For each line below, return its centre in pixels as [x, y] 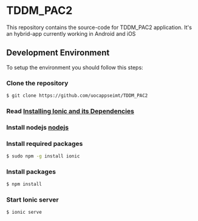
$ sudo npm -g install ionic [43, 156]
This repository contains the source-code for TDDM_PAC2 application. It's [99, 27]
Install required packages [45, 143]
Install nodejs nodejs [37, 127]
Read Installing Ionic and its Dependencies [70, 111]
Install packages [31, 171]
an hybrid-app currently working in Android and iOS [71, 33]
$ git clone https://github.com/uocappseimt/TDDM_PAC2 [77, 96]
